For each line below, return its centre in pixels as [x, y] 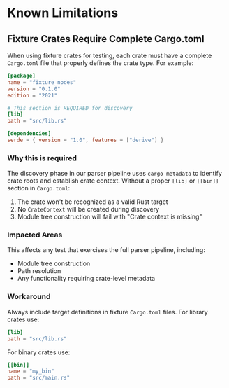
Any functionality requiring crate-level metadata [86, 279]
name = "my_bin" [31, 372]
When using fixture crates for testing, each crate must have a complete [110, 55]
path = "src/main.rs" [39, 378]
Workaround [29, 297]
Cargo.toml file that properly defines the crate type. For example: [101, 63]
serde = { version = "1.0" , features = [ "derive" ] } [86, 140]
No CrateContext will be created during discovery [88, 209]
